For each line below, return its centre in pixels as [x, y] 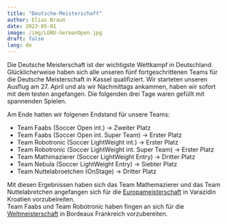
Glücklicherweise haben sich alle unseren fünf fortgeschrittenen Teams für [112, 72]
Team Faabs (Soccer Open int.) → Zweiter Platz [84, 128]
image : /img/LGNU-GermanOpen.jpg [55, 33]
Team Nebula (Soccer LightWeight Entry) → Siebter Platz [97, 164]
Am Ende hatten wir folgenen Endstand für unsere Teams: [89, 114]
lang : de [19, 45]
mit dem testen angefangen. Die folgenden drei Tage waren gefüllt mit [106, 94]
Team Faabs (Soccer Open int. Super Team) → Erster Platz [99, 135]
